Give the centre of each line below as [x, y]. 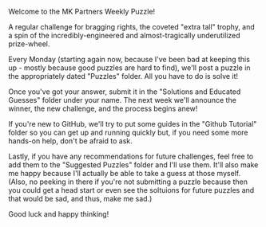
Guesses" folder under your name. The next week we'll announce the [123, 100]
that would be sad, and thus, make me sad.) [80, 199]
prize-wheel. [29, 44]
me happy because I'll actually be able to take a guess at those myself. [125, 173]
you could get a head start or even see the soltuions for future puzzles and [131, 190]
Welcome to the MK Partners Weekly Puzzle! [82, 12]
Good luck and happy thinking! [59, 214]
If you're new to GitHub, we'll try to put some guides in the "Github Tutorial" [133, 124]
